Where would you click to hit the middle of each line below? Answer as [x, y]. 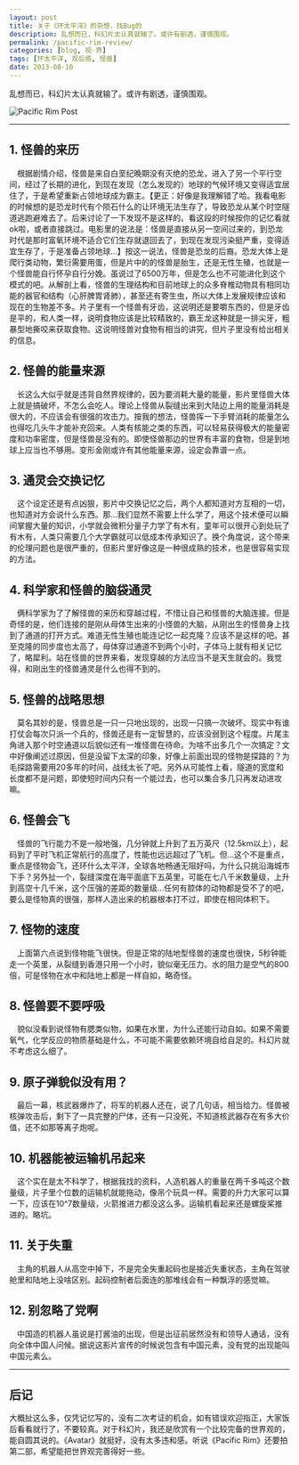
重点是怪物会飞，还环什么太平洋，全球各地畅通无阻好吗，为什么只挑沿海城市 [149, 866]
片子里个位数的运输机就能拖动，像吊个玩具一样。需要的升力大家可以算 [161, 1192]
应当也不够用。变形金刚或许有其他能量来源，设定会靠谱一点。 [137, 450]
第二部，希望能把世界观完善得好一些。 [79, 1452]
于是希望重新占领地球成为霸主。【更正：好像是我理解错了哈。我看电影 [159, 195]
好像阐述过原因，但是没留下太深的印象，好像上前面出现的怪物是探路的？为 [153, 756]
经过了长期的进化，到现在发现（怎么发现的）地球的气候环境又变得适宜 [153, 184]
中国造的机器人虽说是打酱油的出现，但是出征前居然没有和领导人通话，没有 [153, 1333]
